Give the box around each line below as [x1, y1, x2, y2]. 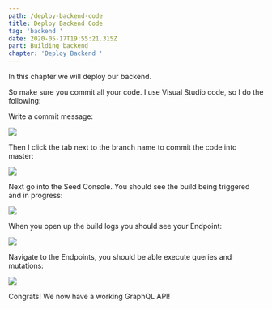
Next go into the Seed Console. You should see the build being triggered [8, 182, 250, 191]
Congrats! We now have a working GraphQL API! [8, 292, 171, 301]
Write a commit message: [8, 112, 94, 121]
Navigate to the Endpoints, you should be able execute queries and [8, 252, 232, 261]
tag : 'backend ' [8, 27, 63, 35]
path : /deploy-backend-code [8, 11, 104, 20]
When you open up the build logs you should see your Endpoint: [8, 222, 223, 231]
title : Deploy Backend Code [8, 19, 104, 28]
